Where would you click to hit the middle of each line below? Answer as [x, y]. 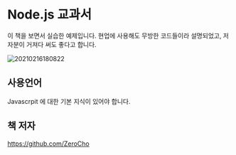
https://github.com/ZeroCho [49, 144]
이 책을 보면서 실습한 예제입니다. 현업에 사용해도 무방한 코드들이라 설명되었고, [114, 36]
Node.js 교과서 [50, 15]
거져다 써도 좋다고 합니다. [61, 44]
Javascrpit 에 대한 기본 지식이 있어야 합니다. [69, 101]
